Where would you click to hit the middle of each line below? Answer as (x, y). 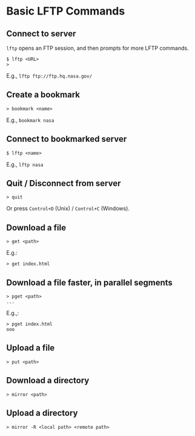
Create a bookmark (43, 95)
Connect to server (41, 34)
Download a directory (48, 381)
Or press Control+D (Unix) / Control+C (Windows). (68, 209)
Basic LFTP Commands (66, 11)
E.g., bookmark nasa (30, 120)
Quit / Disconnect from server (64, 183)
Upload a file (31, 348)
